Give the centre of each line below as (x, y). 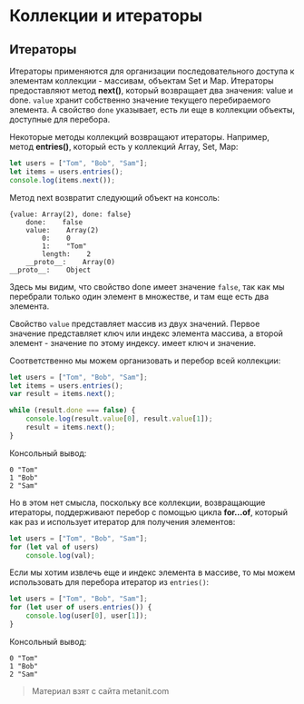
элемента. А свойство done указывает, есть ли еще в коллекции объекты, (152, 109)
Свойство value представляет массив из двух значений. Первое (135, 323)
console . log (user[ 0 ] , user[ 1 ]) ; (87, 616)
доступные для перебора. (60, 119)
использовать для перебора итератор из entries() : (109, 582)
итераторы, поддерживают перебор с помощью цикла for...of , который (149, 512)
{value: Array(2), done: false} (70, 214)
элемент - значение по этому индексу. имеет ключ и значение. (133, 342)
